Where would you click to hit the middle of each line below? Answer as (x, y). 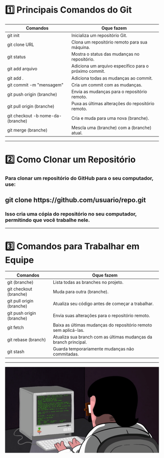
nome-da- (51, 115)
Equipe (20, 260)
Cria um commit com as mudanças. (107, 85)
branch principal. (70, 342)
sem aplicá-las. (69, 330)
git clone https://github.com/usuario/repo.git (76, 200)
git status (16, 57)
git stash (16, 351)
